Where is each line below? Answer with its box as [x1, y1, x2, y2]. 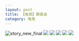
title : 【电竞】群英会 [5, 12, 48, 17]
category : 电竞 [5, 16, 36, 21]
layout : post [5, 7, 33, 12]
